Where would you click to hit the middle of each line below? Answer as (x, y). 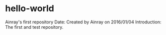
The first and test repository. (34, 27)
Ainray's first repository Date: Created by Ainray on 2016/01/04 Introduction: (83, 22)
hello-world (30, 9)
